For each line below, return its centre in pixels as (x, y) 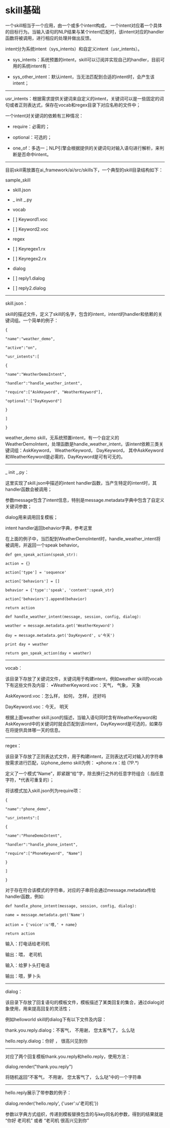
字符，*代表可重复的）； (30, 780)
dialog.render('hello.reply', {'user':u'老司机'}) (52, 1103)
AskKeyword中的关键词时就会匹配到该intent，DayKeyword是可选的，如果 (82, 723)
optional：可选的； (32, 137)
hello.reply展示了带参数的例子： (38, 1093)
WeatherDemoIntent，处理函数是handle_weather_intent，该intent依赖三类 (82, 444)
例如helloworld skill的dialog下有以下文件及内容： (56, 1019)
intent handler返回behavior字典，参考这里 (49, 528)
